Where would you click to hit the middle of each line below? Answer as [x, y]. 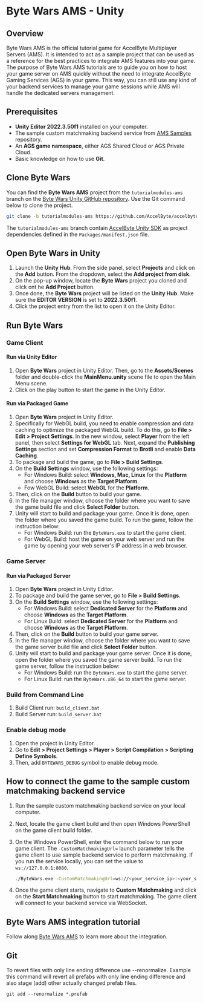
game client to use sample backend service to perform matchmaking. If [104, 855]
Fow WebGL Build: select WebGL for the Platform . [87, 488]
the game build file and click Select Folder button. [77, 507]
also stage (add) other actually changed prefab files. [72, 983]
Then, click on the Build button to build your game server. [87, 634]
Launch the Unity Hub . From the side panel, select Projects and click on [105, 268]
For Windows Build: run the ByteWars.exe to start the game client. [105, 533]
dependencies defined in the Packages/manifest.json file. [78, 234]
